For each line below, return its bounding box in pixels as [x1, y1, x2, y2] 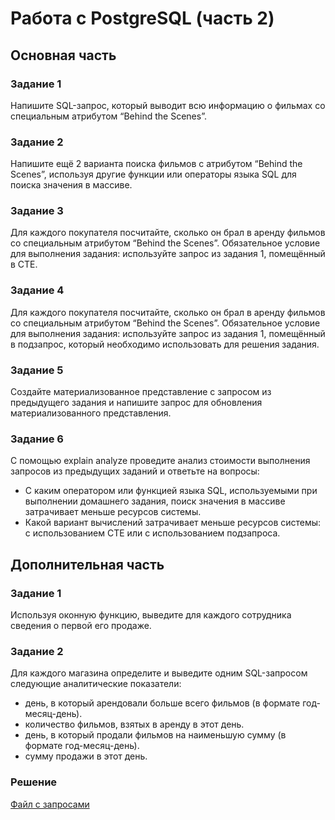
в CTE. [10, 258, 38, 271]
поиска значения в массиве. [10, 179, 133, 191]
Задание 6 [10, 432, 64, 446]
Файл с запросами [10, 798, 90, 810]
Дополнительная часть [10, 556, 165, 573]
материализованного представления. [10, 407, 172, 419]
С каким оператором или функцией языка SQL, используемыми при [24, 485, 318, 497]
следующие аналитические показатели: [10, 678, 182, 690]
